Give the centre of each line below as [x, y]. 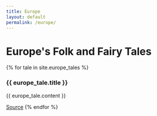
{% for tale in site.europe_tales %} [47, 67]
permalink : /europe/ [31, 22]
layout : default [26, 17]
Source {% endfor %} [32, 107]
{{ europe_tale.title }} [37, 83]
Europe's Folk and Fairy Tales [79, 51]
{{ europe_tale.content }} [36, 95]
